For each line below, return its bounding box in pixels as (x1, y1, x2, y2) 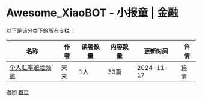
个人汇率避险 (9, 63, 46, 71)
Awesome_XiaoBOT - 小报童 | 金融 (6, 6, 179, 20)
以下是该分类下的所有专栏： (6, 27, 75, 34)
